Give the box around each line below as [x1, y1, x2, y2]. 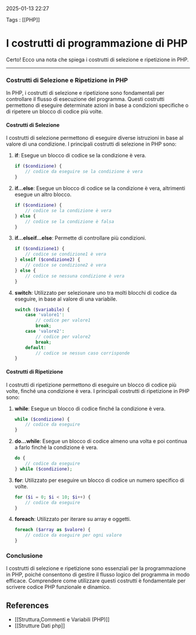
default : [25, 344, 47, 350]
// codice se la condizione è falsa [25, 219, 114, 225]
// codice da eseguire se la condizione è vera [25, 169, 143, 175]
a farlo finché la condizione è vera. [14, 444, 98, 451]
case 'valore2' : [25, 329, 65, 334]
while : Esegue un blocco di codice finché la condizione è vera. [14, 405, 166, 412]
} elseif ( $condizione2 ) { [14, 257, 80, 263]
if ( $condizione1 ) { [14, 246, 65, 252]
